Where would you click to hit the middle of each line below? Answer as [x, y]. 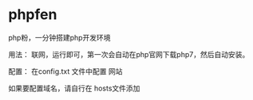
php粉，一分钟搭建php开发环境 [59, 37]
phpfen [33, 15]
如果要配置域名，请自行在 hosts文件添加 [74, 88]
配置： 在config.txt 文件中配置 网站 [65, 71]
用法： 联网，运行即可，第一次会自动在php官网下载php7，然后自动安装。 [129, 54]
